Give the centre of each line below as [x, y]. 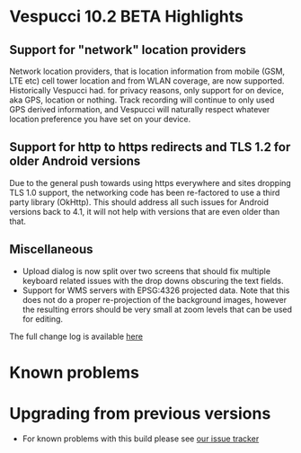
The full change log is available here [76, 336]
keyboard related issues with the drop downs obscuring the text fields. [153, 280]
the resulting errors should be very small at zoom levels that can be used [157, 309]
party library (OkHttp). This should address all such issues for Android [139, 202]
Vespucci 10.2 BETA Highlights [127, 17]
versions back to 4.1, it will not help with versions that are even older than [145, 211]
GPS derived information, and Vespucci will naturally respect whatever [140, 109]
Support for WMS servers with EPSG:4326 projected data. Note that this [156, 290]
